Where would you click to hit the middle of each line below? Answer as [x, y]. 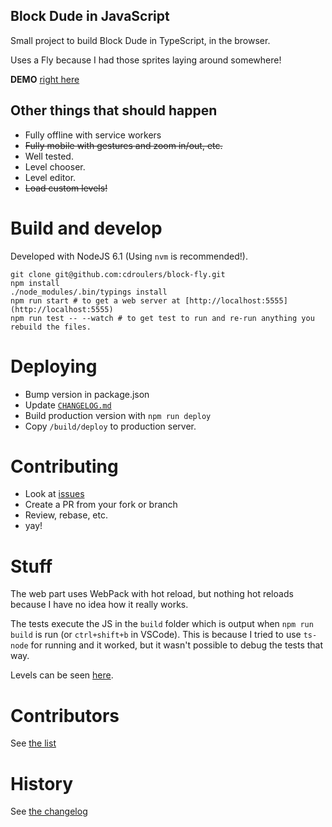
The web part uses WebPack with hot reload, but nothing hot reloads [152, 594]
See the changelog [49, 811]
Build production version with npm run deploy [118, 415]
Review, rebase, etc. [66, 515]
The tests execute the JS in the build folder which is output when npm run [162, 624]
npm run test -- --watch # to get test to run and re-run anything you [162, 318]
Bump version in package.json [87, 394]
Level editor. [50, 177]
